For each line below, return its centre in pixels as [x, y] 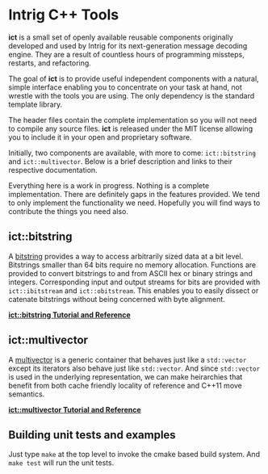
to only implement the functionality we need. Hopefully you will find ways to [134, 203]
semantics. [27, 394]
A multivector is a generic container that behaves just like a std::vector [128, 359]
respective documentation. [53, 170]
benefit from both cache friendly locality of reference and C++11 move [125, 385]
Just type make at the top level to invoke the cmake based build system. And [134, 455]
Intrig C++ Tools [64, 15]
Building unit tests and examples [92, 435]
